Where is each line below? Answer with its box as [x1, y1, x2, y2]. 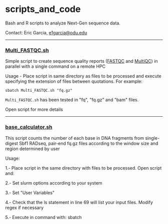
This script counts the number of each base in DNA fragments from [5, 135, 144, 141]
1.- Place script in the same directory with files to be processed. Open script [5, 165, 162, 171]
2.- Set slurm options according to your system [5, 180, 102, 186]
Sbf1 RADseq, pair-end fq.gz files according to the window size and [19, 140, 158, 146]
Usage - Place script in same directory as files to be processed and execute [5, 73, 161, 79]
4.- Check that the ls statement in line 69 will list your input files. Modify [5, 199, 153, 205]
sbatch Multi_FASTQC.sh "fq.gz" [5, 88, 72, 93]
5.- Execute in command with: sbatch [5, 214, 82, 220]
